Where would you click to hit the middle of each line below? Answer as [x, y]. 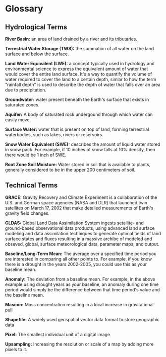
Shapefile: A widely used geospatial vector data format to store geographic [82, 319]
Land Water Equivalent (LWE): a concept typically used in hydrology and [80, 63]
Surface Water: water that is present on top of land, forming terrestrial [77, 129]
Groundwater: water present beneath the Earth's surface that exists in [77, 99]
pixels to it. [16, 349]
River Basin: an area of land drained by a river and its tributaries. [71, 39]
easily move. [18, 120]
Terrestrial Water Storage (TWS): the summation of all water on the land [80, 48]
